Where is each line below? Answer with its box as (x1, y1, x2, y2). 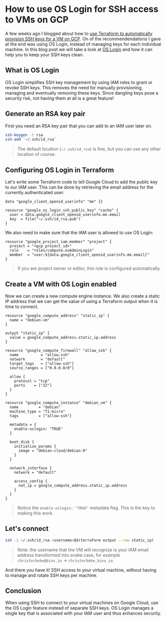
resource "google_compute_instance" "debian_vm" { (5, 400, 112, 405)
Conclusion (5, 587, 42, 595)
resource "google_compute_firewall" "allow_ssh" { (5, 348, 112, 353)
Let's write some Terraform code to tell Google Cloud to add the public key (5, 179, 158, 185)
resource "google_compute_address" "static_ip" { (5, 313, 110, 318)
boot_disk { (9, 439, 35, 444)
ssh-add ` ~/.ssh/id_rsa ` (5, 137, 56, 142)
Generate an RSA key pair (5, 109, 86, 118)
